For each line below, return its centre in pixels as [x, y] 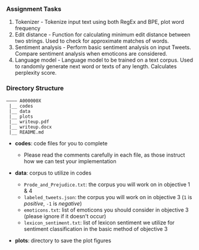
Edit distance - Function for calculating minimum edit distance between [102, 35]
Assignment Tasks [34, 9]
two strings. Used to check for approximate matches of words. [92, 41]
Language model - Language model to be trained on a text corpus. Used [104, 60]
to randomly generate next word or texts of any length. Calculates [96, 66]
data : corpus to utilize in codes [53, 173]
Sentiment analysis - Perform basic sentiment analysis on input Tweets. [103, 47]
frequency [27, 28]
